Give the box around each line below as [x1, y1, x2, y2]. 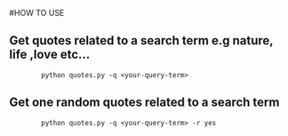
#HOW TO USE [9, 8, 65, 18]
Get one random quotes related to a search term [9, 95, 280, 110]
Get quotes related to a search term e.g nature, [9, 33, 274, 48]
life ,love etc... [9, 47, 91, 62]
